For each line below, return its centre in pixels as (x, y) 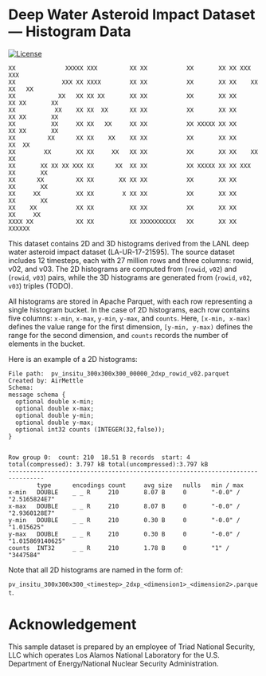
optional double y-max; (55, 422)
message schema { (37, 395)
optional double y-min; (55, 415)
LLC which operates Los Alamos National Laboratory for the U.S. (114, 654)
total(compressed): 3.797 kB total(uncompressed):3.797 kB (108, 464)
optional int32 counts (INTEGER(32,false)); (90, 429)
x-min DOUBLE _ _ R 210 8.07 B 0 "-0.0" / (124, 492)
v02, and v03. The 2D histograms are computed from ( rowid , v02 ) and (123, 269)
